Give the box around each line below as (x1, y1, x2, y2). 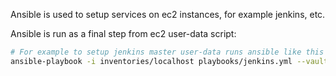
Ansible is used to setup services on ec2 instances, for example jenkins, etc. (10, 9, 326, 20)
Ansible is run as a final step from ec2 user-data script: (10, 28, 237, 39)
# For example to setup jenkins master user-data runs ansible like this (10, 47, 325, 57)
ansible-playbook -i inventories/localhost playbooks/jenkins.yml (10, 56, 293, 66)
